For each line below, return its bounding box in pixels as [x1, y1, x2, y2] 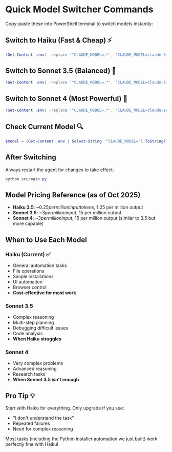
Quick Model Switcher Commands [5, 4, 154, 15]
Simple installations [12, 273, 54, 279]
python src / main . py [5, 176, 47, 181]
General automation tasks [12, 262, 67, 269]
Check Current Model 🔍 [5, 122, 83, 131]
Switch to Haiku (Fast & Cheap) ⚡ [5, 36, 112, 45]
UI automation [12, 278, 42, 285]
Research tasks [12, 371, 46, 377]
